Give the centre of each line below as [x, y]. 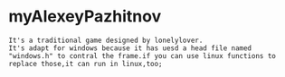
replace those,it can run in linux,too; [86, 64]
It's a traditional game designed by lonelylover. [106, 40]
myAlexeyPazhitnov [85, 17]
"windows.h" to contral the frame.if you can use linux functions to [142, 56]
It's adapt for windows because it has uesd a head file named [130, 48]
